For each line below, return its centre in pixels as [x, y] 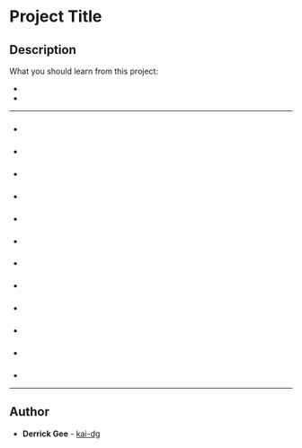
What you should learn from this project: [84, 71]
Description [43, 50]
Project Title [56, 17]
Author [29, 412]
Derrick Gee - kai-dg [61, 434]
